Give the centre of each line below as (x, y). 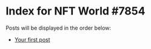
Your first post (32, 39)
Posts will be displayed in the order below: (59, 28)
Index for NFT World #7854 (75, 11)
